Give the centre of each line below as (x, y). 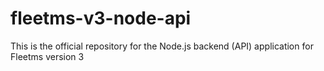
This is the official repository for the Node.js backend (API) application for (162, 46)
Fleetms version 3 (47, 56)
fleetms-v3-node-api (101, 18)
